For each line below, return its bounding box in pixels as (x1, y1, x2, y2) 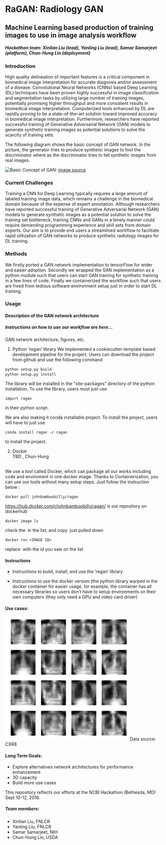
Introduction (5, 63, 36, 69)
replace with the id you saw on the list (5, 546, 83, 552)
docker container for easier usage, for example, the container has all (12, 584, 152, 589)
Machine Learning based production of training (5, 23, 154, 32)
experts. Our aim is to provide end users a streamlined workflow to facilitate (5, 227, 160, 234)
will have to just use (5, 420, 45, 425)
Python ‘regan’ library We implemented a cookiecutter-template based (12, 346, 156, 352)
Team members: (5, 806, 40, 812)
